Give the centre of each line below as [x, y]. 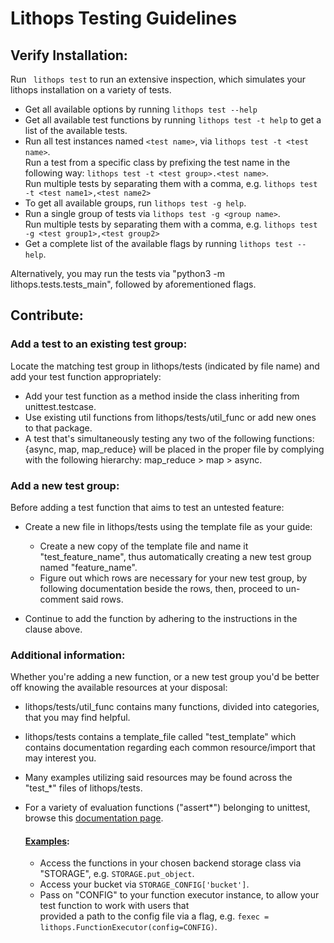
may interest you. [60, 758]
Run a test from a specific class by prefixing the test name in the [157, 162]
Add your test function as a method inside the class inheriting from [162, 396]
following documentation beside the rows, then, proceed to [161, 588]
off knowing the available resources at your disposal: [119, 688]
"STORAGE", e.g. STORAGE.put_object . [117, 874]
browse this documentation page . [94, 818]
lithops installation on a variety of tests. [91, 90]
